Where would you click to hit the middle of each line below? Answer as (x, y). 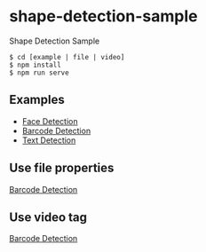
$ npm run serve (39, 73)
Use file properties (62, 168)
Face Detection (50, 121)
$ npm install (36, 65)
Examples (37, 100)
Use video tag (48, 217)
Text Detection (49, 140)
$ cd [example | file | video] (67, 57)
